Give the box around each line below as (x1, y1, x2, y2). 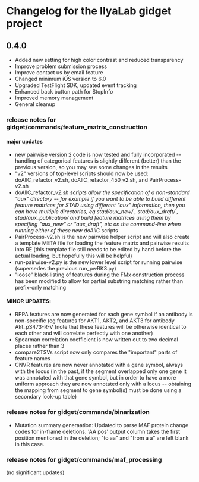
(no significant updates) (6, 469, 65, 476)
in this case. (14, 440, 45, 447)
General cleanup (14, 101, 55, 108)
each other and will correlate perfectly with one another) (14, 329, 153, 337)
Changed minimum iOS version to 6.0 (14, 76, 106, 82)
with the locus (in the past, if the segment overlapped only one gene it (14, 368, 187, 375)
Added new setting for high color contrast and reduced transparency (14, 57, 184, 63)
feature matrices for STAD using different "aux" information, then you (14, 201, 185, 209)
